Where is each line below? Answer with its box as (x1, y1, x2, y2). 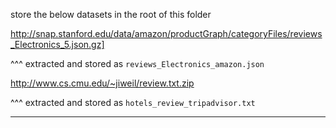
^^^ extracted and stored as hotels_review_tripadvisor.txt (10, 97, 256, 108)
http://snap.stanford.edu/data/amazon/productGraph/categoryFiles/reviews (10, 28, 323, 39)
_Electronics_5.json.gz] (10, 39, 105, 50)
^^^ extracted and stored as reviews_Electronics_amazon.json (10, 58, 265, 69)
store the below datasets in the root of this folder (10, 9, 212, 20)
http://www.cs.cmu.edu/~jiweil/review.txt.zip (10, 77, 195, 89)
